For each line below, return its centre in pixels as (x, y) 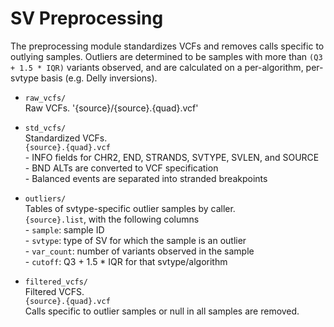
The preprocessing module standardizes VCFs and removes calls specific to (167, 46)
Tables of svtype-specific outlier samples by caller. (130, 208)
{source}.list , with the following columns (112, 219)
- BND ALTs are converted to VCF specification (121, 168)
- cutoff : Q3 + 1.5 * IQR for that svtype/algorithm (126, 261)
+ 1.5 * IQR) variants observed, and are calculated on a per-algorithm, (157, 67)
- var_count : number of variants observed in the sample (139, 251)
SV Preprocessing (87, 18)
